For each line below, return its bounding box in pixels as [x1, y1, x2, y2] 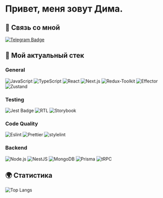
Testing [5, 96, 24, 103]
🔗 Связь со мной [5, 23, 61, 32]
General [5, 66, 25, 73]
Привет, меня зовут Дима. [5, 3, 123, 15]
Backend [5, 144, 28, 151]
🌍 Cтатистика [5, 171, 52, 180]
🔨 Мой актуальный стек [5, 51, 84, 60]
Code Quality [5, 120, 38, 127]
